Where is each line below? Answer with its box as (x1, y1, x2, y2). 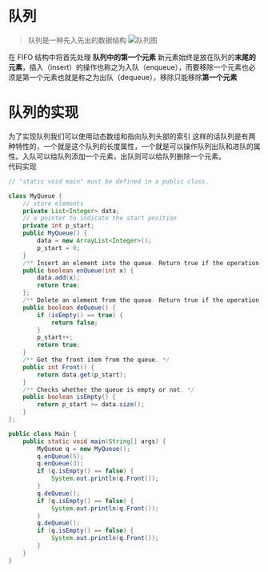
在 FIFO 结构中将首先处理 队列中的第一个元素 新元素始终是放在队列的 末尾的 (8, 52, 256, 62)
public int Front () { (22, 363, 94, 371)
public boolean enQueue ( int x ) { (22, 266, 134, 275)
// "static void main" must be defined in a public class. (8, 177, 210, 185)
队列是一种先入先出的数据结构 (27, 35, 126, 45)
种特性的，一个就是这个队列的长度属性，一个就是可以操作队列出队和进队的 (8, 141, 254, 151)
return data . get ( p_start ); (37, 370, 127, 379)
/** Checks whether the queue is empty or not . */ (22, 385, 195, 393)
